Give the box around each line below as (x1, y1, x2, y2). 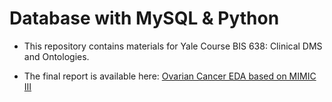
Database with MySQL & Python (9, 7, 280, 30)
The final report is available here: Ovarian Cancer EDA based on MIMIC (23, 70, 317, 82)
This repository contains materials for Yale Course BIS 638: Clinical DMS (23, 40, 323, 52)
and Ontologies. (23, 50, 90, 62)
